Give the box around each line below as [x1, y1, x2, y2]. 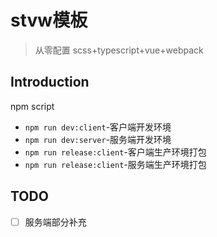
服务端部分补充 [24, 216, 87, 228]
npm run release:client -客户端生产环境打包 [24, 146, 207, 158]
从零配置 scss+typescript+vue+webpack [34, 44, 204, 56]
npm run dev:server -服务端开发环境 [24, 133, 172, 145]
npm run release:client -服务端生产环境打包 [24, 158, 207, 170]
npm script [10, 100, 55, 112]
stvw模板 [10, 9, 88, 32]
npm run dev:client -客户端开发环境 [24, 121, 172, 133]
